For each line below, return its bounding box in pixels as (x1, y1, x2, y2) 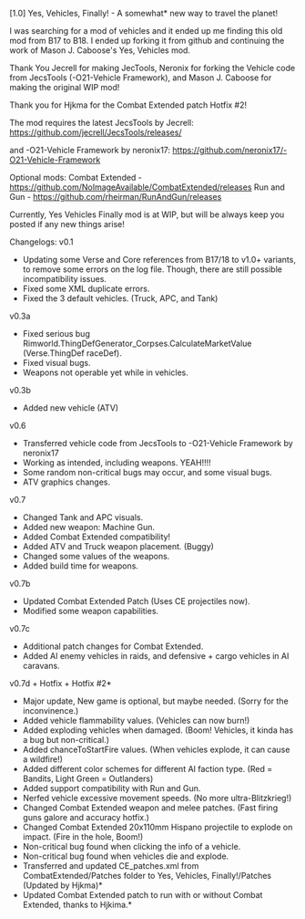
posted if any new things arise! (9, 219, 125, 229)
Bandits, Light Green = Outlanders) (22, 773, 154, 784)
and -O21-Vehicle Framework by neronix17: (9, 145, 171, 155)
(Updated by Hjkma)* (22, 880, 103, 891)
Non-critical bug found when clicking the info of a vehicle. (22, 841, 241, 851)
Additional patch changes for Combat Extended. (22, 641, 204, 652)
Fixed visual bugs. (22, 358, 91, 368)
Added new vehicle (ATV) (22, 402, 119, 413)
